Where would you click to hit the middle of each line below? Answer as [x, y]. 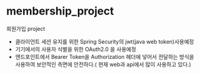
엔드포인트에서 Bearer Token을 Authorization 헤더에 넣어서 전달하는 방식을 [105, 56]
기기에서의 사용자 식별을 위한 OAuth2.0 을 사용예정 [76, 49]
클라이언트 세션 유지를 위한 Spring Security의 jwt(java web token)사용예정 [105, 41]
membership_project [60, 11]
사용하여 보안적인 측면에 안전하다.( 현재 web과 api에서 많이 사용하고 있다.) [103, 64]
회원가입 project [26, 29]
